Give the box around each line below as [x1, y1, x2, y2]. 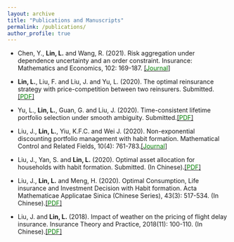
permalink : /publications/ [7, 23, 86, 30]
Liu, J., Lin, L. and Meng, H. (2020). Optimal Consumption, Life [17, 177, 199, 185]
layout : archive [7, 10, 55, 18]
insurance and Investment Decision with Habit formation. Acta [17, 184, 197, 193]
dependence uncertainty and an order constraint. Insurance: [17, 57, 193, 65]
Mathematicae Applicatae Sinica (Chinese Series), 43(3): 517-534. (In [17, 191, 219, 200]
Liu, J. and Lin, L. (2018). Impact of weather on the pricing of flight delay [17, 213, 227, 221]
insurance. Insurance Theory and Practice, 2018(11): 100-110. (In [17, 220, 202, 229]
